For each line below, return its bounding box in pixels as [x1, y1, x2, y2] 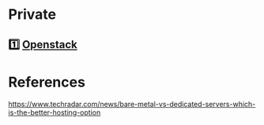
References [8, 73, 85, 91]
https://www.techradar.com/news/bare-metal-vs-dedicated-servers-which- [8, 99, 256, 108]
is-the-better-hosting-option [8, 108, 101, 117]
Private [8, 6, 57, 24]
